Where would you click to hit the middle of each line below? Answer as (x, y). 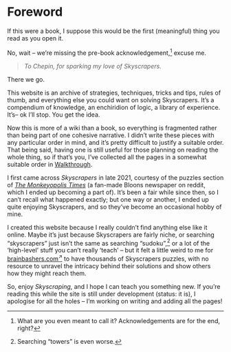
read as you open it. (35, 38)
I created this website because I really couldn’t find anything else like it (107, 227)
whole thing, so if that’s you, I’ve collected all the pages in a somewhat (107, 157)
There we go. (26, 79)
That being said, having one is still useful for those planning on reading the (113, 150)
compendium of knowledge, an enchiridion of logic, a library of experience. (114, 107)
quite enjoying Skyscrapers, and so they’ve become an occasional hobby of (114, 207)
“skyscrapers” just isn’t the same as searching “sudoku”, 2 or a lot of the (109, 242)
